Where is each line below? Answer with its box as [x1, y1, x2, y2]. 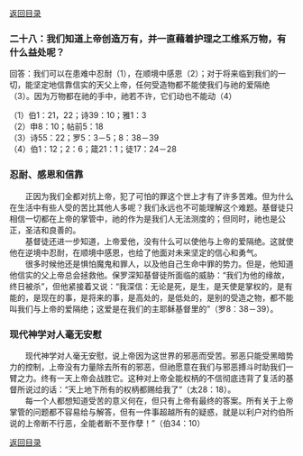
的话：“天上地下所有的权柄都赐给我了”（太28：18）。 [40, 384, 236, 395]
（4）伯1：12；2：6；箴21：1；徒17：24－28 [9, 143, 178, 155]
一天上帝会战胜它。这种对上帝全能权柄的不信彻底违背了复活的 [56, 372, 286, 383]
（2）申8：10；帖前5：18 [9, 121, 104, 132]
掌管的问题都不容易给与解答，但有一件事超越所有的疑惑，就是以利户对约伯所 [9, 406, 294, 417]
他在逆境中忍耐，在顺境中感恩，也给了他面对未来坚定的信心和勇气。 [9, 247, 262, 258]
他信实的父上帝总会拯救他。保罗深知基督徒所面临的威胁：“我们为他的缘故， [9, 269, 290, 280]
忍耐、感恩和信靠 [9, 169, 84, 181]
